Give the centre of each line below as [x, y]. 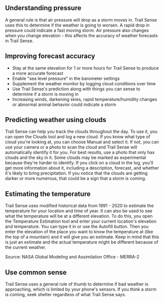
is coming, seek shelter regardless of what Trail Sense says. [66, 295]
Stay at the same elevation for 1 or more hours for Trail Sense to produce [85, 68]
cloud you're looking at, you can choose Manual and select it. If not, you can [82, 142]
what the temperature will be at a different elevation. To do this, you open [79, 216]
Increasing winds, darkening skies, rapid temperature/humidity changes [85, 99]
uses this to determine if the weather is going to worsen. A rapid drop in [78, 25]
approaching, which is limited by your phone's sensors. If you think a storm [81, 289]
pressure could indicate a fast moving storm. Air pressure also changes [77, 30]
